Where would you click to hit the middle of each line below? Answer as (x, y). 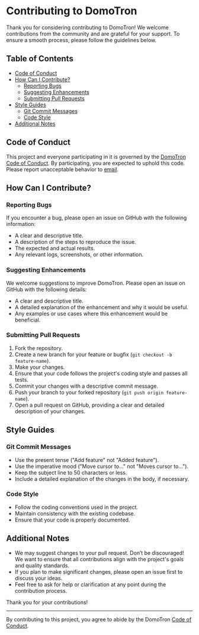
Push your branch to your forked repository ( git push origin (89, 392)
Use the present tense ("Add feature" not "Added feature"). (87, 460)
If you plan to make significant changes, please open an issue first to (99, 571)
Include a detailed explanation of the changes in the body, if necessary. (102, 479)
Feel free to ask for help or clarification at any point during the (90, 584)
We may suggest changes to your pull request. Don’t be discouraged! (99, 553)
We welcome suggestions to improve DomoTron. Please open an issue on (96, 283)
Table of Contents (40, 59)
